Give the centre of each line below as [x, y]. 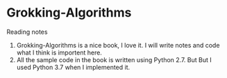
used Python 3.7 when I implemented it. [73, 67]
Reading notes [27, 32]
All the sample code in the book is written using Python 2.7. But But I [114, 59]
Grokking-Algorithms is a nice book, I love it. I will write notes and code [118, 45]
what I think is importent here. [59, 52]
